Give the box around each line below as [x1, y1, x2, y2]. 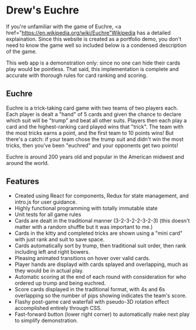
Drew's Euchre [6, 4, 79, 17]
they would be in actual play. [14, 267, 84, 274]
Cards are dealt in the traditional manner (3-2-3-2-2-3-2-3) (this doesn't [14, 217, 190, 224]
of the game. [6, 48, 37, 55]
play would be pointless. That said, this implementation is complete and [6, 65, 179, 72]
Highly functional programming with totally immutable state [14, 204, 158, 211]
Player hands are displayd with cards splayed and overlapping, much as [14, 261, 188, 268]
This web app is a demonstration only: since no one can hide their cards [6, 59, 181, 66]
